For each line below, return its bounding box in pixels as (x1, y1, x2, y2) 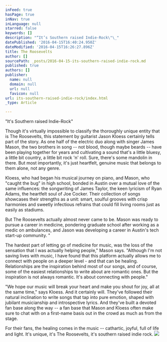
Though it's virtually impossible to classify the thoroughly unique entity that (5, 128, 160, 134)
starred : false (5, 26, 37, 31)
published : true (5, 63, 39, 68)
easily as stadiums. (5, 207, 45, 213)
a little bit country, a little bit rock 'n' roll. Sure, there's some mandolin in (5, 154, 153, 160)
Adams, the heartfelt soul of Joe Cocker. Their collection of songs (5, 191, 141, 197)
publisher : (5, 72, 28, 77)
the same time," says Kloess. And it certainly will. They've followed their (5, 289, 153, 295)
